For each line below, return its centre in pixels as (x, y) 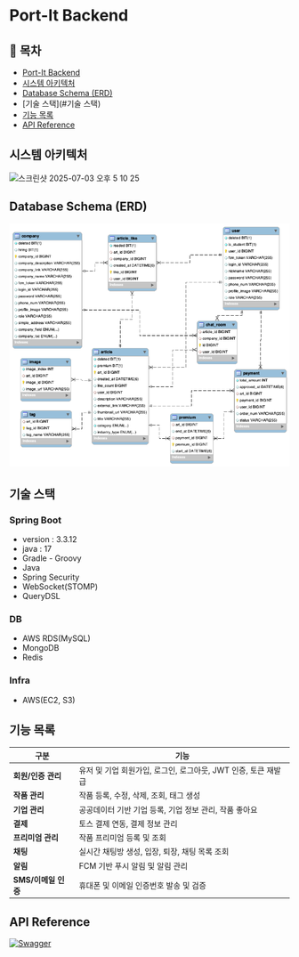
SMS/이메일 (34, 880)
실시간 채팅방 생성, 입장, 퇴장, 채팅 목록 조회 (154, 852)
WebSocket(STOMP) (60, 586)
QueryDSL (41, 596)
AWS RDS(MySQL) (56, 638)
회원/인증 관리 (37, 776)
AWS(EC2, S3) (48, 700)
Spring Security (51, 577)
